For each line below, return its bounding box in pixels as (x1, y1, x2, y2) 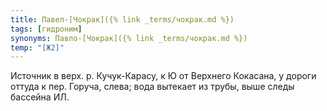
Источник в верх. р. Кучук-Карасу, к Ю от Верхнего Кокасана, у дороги (10, 70, 317, 82)
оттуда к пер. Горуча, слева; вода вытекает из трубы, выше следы (10, 81, 295, 93)
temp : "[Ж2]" (10, 42, 65, 53)
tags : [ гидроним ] (10, 24, 83, 34)
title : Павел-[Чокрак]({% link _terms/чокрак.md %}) (10, 14, 235, 25)
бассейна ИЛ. (10, 91, 70, 103)
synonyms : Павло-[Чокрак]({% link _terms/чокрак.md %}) (10, 33, 248, 43)
